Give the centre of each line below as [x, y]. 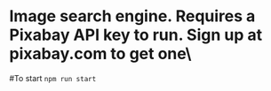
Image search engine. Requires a [132, 16]
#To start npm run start [53, 78]
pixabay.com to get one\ [100, 54]
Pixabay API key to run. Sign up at [136, 35]
